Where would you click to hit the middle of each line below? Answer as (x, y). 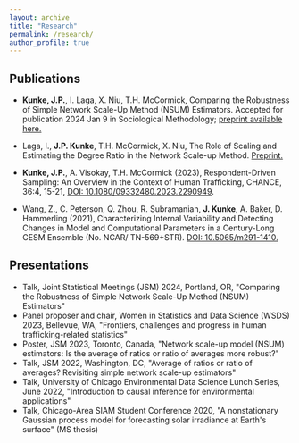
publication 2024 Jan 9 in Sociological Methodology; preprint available (152, 119)
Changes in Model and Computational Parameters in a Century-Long (148, 228)
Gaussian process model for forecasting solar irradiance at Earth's (144, 420)
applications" (46, 401)
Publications (45, 78)
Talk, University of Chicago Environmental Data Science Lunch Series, (151, 381)
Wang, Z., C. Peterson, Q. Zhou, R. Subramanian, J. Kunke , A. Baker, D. (152, 209)
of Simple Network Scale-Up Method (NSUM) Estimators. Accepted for (153, 110)
